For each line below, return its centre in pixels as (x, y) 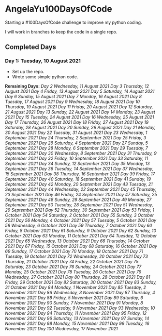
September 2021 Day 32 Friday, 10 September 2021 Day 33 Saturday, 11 (77, 158)
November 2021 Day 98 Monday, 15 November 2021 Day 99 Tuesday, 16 (77, 323)
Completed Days (31, 47)
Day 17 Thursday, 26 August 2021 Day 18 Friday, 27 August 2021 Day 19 (77, 122)
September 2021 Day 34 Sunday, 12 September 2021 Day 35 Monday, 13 (77, 163)
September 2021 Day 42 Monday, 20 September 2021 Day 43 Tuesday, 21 (79, 184)
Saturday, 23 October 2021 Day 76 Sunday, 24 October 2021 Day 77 (73, 267)
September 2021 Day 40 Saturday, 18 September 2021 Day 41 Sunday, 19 (78, 179)
